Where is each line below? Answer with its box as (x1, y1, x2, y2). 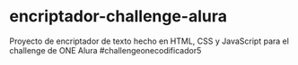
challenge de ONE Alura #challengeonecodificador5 (9, 45, 202, 55)
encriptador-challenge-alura (9, 6, 227, 27)
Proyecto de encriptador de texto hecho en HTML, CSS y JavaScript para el (9, 36, 290, 46)
